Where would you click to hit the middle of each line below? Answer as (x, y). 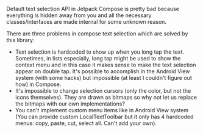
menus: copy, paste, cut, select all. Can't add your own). (86, 123)
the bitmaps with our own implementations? (70, 104)
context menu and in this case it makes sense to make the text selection (105, 65)
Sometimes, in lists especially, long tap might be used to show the (98, 58)
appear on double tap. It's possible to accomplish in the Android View (102, 71)
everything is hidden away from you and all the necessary (79, 15)
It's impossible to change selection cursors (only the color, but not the (103, 91)
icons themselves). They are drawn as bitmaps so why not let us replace (106, 97)
